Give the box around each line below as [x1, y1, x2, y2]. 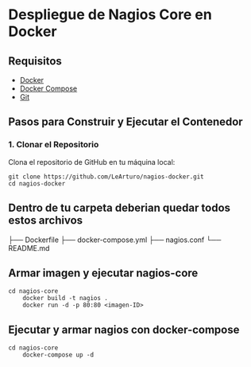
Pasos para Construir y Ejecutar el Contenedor [8, 115, 244, 129]
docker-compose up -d [22, 351, 94, 359]
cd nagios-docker [8, 179, 66, 188]
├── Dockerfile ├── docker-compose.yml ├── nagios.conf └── [8, 235, 222, 244]
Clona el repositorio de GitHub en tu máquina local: [8, 157, 176, 166]
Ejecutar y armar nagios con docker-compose [8, 322, 240, 336]
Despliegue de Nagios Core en [8, 6, 212, 24]
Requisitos [8, 54, 62, 68]
